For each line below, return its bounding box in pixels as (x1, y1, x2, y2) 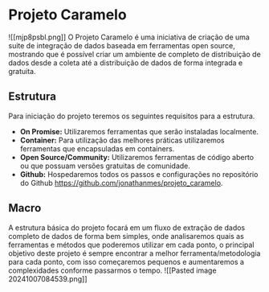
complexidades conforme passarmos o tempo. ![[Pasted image (8, 265, 217, 275)
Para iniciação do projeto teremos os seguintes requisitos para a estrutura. (8, 111, 255, 121)
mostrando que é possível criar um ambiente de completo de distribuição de (8, 49, 261, 59)
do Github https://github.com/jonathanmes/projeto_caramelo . (19, 178, 223, 187)
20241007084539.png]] (8, 273, 88, 283)
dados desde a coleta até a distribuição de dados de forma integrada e (8, 58, 243, 68)
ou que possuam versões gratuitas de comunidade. (19, 161, 191, 171)
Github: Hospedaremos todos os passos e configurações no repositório (19, 169, 259, 179)
